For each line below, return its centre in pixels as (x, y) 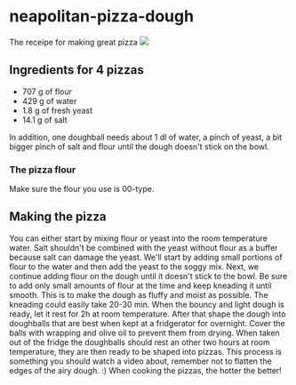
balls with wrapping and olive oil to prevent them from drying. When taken (144, 333)
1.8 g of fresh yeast (57, 110)
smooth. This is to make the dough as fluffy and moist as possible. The (139, 294)
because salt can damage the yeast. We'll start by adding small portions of (146, 257)
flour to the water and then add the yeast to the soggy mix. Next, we (134, 266)
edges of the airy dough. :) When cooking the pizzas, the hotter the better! (145, 370)
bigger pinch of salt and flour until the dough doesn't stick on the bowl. (139, 146)
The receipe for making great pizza (73, 42)
